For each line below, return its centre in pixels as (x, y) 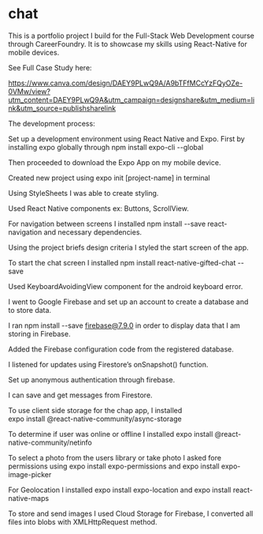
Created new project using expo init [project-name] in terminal (109, 178)
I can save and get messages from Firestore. (80, 395)
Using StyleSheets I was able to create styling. (83, 193)
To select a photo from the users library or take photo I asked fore (115, 457)
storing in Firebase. (39, 333)
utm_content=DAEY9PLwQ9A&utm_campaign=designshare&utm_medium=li (131, 100)
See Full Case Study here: (50, 67)
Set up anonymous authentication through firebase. (92, 379)
